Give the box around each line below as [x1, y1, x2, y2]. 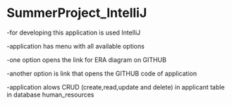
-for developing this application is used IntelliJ [6, 28, 141, 37]
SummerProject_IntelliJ [6, 5, 147, 21]
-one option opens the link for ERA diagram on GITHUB [6, 55, 167, 64]
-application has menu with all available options [6, 42, 145, 50]
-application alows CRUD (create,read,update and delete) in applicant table [6, 82, 225, 91]
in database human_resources [6, 90, 94, 99]
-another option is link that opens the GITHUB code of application [6, 69, 197, 78]
